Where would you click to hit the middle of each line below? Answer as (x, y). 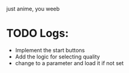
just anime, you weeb (33, 9)
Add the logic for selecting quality (58, 57)
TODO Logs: (37, 33)
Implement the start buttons (50, 50)
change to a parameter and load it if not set (69, 63)
